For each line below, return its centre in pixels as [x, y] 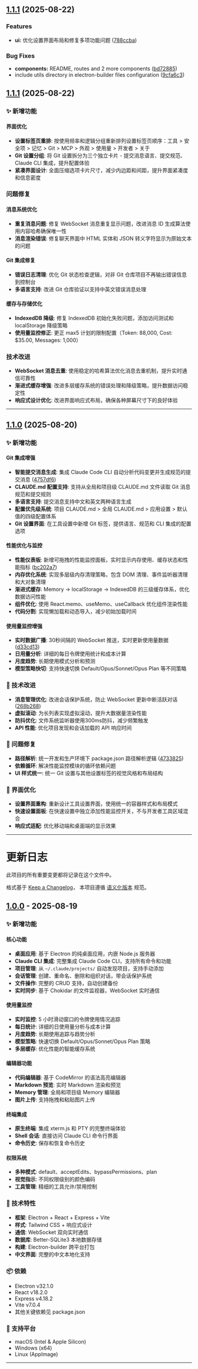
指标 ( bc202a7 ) [39, 567]
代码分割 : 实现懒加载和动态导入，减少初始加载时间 [75, 611]
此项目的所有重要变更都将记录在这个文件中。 [60, 875]
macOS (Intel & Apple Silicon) [50, 1342]
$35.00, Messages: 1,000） [48, 340]
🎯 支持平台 [21, 1328]
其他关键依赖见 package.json [50, 1312]
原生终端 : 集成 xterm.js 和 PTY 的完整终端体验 [70, 1128]
